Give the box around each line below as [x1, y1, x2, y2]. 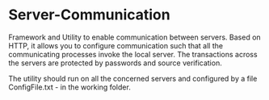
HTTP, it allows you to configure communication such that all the [8, 40, 224, 50]
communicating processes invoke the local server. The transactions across [8, 49, 258, 59]
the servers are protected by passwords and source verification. [8, 58, 222, 68]
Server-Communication [8, 6, 171, 24]
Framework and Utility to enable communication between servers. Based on [8, 32, 261, 42]
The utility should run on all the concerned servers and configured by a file [8, 73, 258, 83]
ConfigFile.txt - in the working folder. [8, 82, 131, 92]
